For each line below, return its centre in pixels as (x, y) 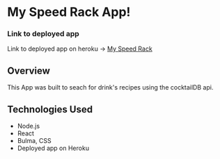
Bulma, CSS (34, 141)
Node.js (29, 126)
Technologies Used (50, 109)
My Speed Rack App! (69, 12)
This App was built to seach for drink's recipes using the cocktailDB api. (110, 87)
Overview (29, 70)
